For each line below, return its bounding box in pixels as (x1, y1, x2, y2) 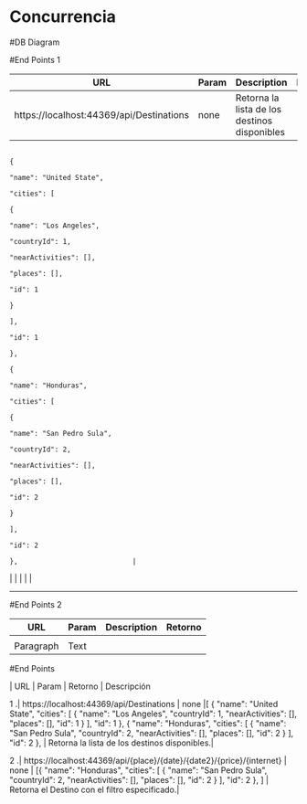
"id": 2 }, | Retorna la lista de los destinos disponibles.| (9, 737, 215, 748)
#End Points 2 (9, 598, 62, 609)
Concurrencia (9, 6, 116, 27)
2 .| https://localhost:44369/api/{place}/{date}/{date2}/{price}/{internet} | (9, 755, 288, 766)
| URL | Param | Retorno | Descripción (9, 681, 151, 692)
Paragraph (14, 640, 59, 652)
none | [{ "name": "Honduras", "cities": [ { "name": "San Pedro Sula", (9, 765, 268, 776)
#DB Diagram (9, 37, 60, 48)
